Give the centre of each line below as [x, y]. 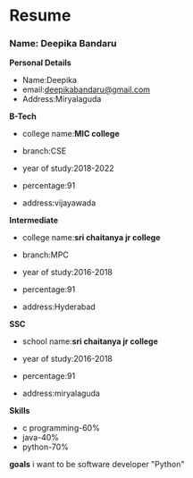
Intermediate [34, 221]
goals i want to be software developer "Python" [97, 465]
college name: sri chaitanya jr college [91, 238]
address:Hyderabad [59, 307]
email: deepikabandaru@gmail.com [86, 89]
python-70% [46, 447]
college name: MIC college [71, 134]
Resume [40, 16]
